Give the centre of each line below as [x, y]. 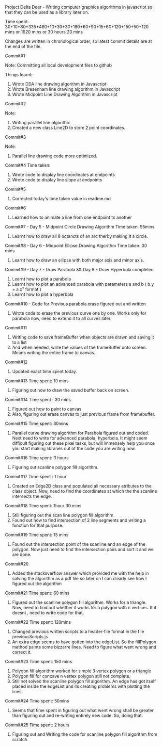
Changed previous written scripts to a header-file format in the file [78, 632]
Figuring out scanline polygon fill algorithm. [55, 467]
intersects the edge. [32, 496]
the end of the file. [23, 46]
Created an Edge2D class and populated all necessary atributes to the [82, 486]
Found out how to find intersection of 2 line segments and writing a [79, 520]
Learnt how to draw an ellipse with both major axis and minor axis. [78, 260]
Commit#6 [15, 208]
